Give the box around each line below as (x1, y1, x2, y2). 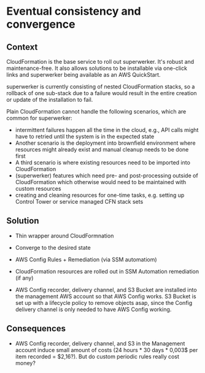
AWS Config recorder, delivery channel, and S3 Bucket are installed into (15, 286, 198, 293)
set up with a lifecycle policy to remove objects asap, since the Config (15, 299, 193, 306)
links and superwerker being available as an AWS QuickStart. (6, 71, 161, 78)
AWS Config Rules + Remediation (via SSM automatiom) (15, 256, 158, 263)
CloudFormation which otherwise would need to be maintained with (15, 179, 187, 185)
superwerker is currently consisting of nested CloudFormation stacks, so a (6, 83, 195, 90)
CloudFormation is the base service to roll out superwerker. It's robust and (6, 58, 195, 65)
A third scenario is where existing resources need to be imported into (15, 159, 190, 166)
